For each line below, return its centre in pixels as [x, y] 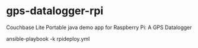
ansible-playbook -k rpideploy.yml [48, 39]
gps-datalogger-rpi [55, 11]
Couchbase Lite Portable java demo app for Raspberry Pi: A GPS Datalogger [99, 27]
